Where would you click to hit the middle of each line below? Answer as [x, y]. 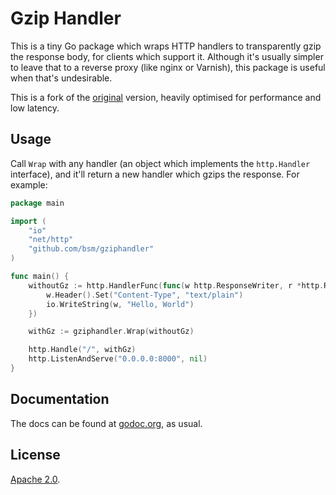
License [35, 455]
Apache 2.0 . [35, 479]
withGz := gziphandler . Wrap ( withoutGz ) [111, 332]
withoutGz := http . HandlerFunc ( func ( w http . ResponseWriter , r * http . [176, 285]
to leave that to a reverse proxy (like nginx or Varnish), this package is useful [168, 67]
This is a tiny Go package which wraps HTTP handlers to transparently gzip [166, 46]
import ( [28, 221]
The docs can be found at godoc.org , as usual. [106, 423]
